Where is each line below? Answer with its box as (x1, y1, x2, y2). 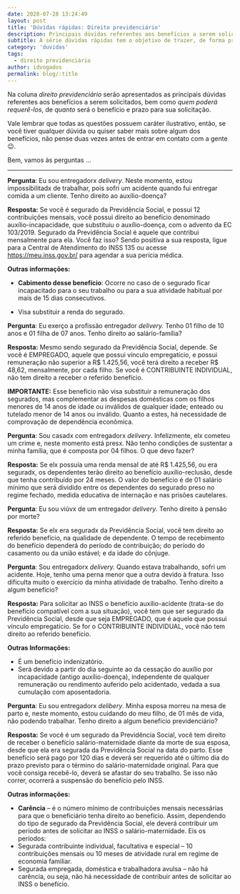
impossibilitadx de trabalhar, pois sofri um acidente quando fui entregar (7, 184, 218, 192)
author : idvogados (7, 64, 62, 71)
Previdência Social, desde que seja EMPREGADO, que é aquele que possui (7, 614, 227, 622)
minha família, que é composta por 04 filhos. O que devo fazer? (7, 446, 195, 455)
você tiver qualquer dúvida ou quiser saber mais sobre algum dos (7, 126, 201, 135)
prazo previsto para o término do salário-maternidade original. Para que (7, 760, 219, 769)
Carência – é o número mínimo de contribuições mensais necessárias (17, 803, 224, 812)
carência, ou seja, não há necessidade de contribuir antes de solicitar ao (17, 872, 232, 880)
